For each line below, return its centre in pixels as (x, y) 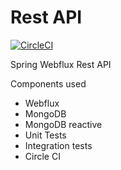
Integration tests (58, 145)
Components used (48, 83)
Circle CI (42, 156)
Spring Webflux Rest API (61, 64)
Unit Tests (45, 135)
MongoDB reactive (63, 124)
